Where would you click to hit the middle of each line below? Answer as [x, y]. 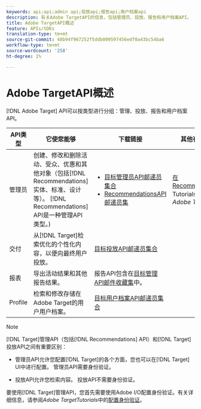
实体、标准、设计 [57, 189]
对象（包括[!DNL [63, 173]
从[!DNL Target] [55, 235]
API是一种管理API [58, 215]
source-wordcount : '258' [37, 51]
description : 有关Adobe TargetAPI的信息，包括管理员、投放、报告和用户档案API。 [99, 17]
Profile [19, 302]
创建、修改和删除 [57, 155]
